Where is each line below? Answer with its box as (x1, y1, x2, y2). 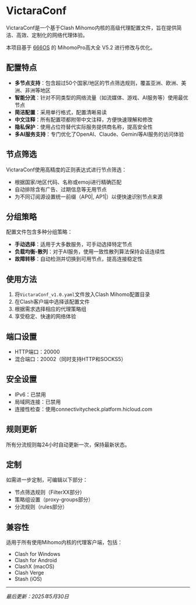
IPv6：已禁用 (14, 391, 47, 398)
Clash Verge (14, 569, 44, 576)
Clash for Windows (14, 551, 61, 558)
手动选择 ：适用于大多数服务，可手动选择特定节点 (14, 241, 132, 248)
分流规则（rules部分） (14, 503, 68, 510)
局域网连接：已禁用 (14, 398, 61, 405)
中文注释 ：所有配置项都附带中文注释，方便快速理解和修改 (14, 116, 153, 123)
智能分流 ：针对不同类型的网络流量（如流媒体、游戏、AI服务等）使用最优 (14, 94, 188, 101)
